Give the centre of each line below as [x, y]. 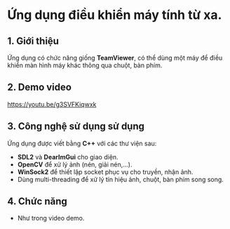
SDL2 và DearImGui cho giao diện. [68, 157]
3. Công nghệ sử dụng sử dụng [76, 126]
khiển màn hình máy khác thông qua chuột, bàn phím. [85, 65]
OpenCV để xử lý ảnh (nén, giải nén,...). [75, 164]
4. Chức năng [38, 201]
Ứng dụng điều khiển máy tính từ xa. [115, 15]
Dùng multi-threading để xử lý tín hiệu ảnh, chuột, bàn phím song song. [121, 179]
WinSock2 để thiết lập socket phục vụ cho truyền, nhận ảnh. [105, 171]
